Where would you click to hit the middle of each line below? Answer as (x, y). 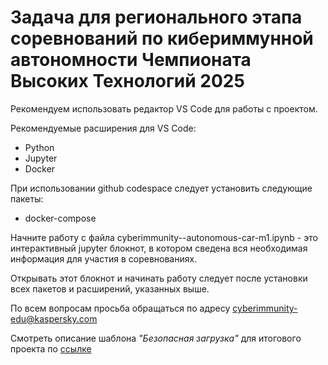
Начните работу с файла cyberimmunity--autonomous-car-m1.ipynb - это (164, 237)
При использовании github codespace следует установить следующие (161, 188)
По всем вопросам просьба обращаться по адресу (120, 308)
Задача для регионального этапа (156, 17)
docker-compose (60, 218)
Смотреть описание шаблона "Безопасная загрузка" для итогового (156, 338)
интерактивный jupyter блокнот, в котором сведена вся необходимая (159, 248)
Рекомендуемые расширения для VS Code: (103, 128)
